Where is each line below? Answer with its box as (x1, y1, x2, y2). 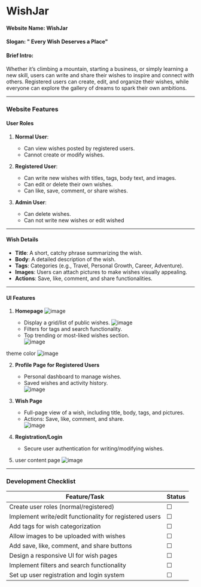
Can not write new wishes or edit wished (23, 216, 124, 224)
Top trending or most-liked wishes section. (23, 332, 130, 339)
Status (166, 493, 186, 501)
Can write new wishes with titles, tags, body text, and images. (23, 174, 176, 181)
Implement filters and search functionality (9, 561, 127, 570)
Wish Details (6, 236, 39, 243)
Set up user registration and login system (9, 571, 124, 579)
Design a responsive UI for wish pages (9, 552, 118, 560)
